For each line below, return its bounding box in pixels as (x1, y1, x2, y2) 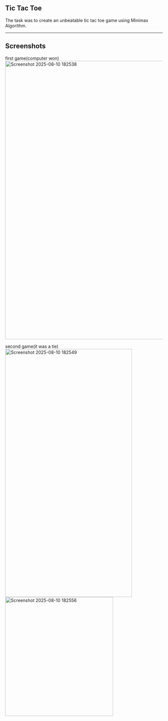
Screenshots (5, 42, 46, 51)
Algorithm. (5, 23, 26, 29)
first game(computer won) (5, 55, 59, 61)
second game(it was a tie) (5, 343, 59, 349)
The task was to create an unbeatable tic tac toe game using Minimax (5, 17, 148, 23)
